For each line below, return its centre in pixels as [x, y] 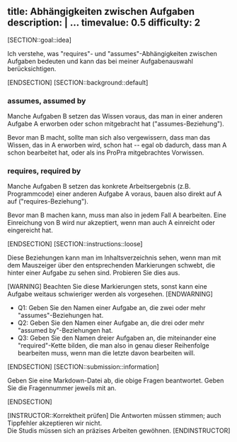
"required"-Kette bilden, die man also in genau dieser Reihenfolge [114, 346]
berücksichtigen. [32, 68]
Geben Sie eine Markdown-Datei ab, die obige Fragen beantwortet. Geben [116, 381]
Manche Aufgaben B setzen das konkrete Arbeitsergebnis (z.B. [99, 187]
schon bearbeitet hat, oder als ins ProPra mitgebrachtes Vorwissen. [106, 153]
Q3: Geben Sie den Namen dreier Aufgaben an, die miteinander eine [117, 338]
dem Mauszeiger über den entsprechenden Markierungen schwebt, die [111, 265]
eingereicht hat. [30, 231]
